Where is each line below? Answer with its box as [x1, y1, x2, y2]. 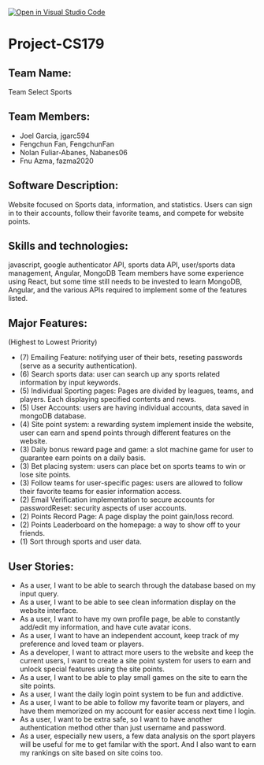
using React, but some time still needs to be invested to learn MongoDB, [8, 277, 243, 287]
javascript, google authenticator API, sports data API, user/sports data [8, 260, 236, 269]
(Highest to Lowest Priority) [8, 337, 98, 347]
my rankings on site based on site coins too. [19, 748, 163, 758]
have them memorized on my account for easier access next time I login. [19, 706, 256, 716]
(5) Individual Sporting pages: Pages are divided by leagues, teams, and [19, 386, 254, 395]
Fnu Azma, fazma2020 [19, 156, 95, 165]
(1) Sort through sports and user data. [19, 537, 142, 547]
